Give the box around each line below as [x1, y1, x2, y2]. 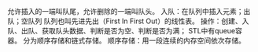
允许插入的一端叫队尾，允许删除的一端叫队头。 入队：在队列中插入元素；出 [7, 7, 251, 16]
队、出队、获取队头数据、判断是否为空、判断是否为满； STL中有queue [7, 26, 236, 35]
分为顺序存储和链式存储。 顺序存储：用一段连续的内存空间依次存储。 [22, 36, 245, 45]
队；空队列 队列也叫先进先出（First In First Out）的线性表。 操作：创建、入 [7, 16, 249, 26]
